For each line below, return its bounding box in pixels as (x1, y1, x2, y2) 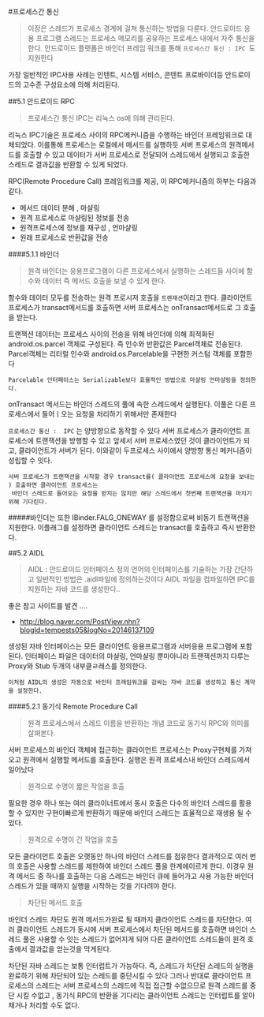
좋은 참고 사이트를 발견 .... (8, 601, 88, 610)
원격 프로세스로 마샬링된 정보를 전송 (19, 213, 130, 222)
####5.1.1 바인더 (8, 249, 60, 259)
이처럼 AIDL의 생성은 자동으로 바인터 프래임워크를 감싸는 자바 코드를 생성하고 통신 (8, 679, 242, 686)
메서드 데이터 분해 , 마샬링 (19, 204, 100, 212)
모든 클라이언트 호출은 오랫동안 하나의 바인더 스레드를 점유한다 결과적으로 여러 (8, 851, 248, 861)
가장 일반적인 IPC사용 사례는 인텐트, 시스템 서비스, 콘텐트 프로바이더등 (8, 70, 224, 79)
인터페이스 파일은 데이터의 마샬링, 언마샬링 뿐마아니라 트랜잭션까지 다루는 (24, 652, 251, 660)
